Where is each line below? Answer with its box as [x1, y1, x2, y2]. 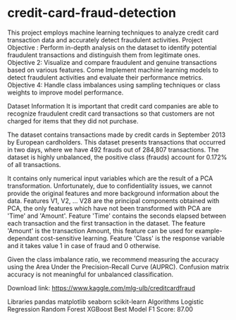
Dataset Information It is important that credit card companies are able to [7, 101, 219, 110]
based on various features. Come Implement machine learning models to [7, 66, 219, 74]
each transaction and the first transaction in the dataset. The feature [7, 219, 206, 227]
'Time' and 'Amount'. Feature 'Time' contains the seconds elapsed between [7, 211, 227, 220]
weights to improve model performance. [7, 88, 124, 97]
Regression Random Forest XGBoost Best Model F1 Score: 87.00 [7, 304, 194, 313]
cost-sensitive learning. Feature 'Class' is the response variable [39, 234, 225, 242]
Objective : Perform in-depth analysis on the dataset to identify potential [7, 43, 217, 51]
